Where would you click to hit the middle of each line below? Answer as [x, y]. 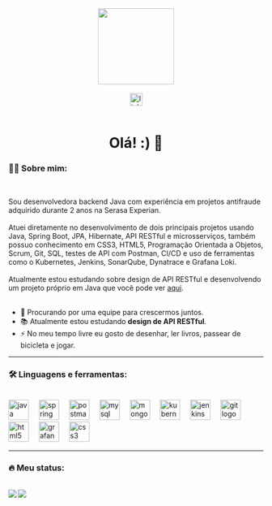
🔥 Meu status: [36, 468]
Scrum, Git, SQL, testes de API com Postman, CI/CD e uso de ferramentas [132, 253]
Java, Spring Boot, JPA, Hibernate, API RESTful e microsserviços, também [132, 236]
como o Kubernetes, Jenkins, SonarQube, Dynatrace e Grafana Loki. [123, 262]
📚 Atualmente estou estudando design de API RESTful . [113, 322]
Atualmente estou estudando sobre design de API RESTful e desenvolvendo [135, 279]
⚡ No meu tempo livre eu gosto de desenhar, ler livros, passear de [130, 334]
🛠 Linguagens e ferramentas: [68, 374]
